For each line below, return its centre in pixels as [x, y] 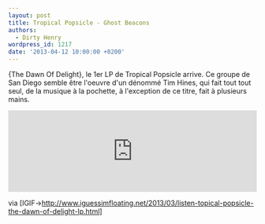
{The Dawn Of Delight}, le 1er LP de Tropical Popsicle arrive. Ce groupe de [129, 74]
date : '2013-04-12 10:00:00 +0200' [67, 52]
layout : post [30, 15]
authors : [22, 30]
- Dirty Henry [38, 37]
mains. [19, 99]
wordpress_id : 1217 [40, 45]
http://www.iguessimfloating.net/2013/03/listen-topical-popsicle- [147, 203]
